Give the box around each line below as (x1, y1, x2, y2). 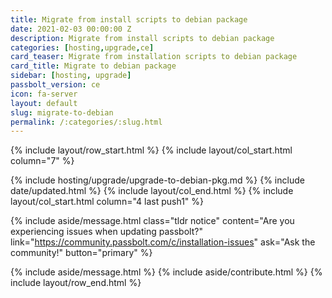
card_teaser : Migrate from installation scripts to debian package (10, 52, 298, 62)
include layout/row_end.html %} (10, 277, 142, 289)
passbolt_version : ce (10, 80, 101, 90)
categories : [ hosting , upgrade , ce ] (10, 42, 155, 53)
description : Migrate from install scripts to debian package (10, 33, 275, 43)
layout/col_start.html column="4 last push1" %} (10, 196, 205, 208)
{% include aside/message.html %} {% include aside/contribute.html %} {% (10, 266, 323, 278)
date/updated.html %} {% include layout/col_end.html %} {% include (10, 185, 294, 197)
